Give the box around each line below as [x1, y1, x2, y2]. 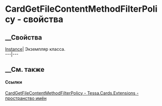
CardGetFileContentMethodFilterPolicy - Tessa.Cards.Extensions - [5, 90, 139, 96]
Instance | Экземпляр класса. [5, 46, 66, 52]
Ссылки [5, 79, 23, 85]
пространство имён [5, 95, 47, 101]
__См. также [5, 65, 45, 74]
